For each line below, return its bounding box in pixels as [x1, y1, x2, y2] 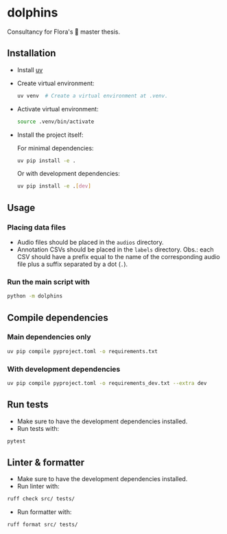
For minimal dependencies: [16, 144, 94, 152]
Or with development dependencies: [16, 170, 120, 178]
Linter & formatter [7, 456, 85, 468]
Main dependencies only [7, 332, 91, 342]
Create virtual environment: [16, 79, 95, 87]
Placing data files [7, 222, 67, 232]
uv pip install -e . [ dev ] [16, 183, 91, 190]
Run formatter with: [16, 508, 72, 516]
